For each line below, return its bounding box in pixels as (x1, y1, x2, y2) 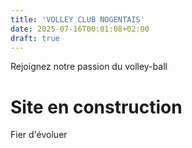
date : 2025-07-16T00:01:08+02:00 (10, 24, 150, 34)
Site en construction (10, 96, 183, 118)
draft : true (10, 33, 60, 43)
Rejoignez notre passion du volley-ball (10, 61, 168, 73)
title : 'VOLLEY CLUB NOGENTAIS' (10, 14, 145, 25)
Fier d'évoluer (10, 129, 68, 141)
